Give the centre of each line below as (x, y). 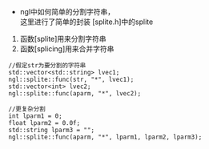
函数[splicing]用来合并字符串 (67, 49)
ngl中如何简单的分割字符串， (67, 12)
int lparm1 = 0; (35, 116)
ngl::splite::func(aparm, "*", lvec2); (75, 94)
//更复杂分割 (27, 109)
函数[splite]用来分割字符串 (63, 39)
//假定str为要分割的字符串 (47, 66)
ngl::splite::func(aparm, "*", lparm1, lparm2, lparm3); (105, 137)
